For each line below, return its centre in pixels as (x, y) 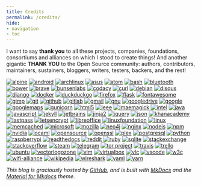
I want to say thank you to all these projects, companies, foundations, (93, 51)
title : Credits (25, 12)
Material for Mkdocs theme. (41, 176)
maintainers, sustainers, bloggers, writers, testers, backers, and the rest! (96, 70)
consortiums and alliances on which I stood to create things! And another (97, 58)
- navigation (23, 28)
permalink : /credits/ (33, 17)
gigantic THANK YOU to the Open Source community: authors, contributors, (101, 64)
